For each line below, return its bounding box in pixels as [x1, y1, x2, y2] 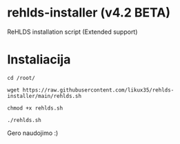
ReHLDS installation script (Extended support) [7, 28, 138, 36]
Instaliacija [7, 52, 71, 68]
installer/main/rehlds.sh [7, 92, 81, 99]
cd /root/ [7, 74, 36, 81]
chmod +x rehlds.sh [7, 105, 63, 112]
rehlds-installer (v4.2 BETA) [7, 5, 171, 21]
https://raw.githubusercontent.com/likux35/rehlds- [22, 86, 174, 94]
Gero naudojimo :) [7, 129, 59, 137]
